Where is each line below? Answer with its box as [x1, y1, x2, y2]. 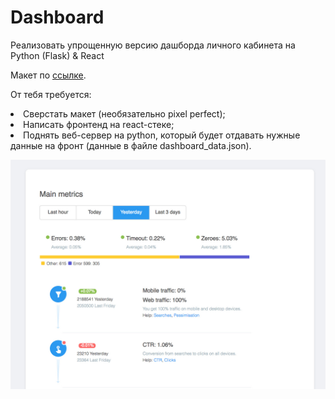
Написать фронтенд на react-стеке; [23, 118, 175, 130]
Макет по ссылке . [10, 69, 87, 81]
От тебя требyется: [10, 88, 92, 100]
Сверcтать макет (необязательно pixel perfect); [23, 107, 226, 120]
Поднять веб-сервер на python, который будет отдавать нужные [23, 129, 301, 141]
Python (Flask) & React [10, 49, 105, 61]
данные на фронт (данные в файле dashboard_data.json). [10, 139, 252, 151]
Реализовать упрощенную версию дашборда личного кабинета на [10, 39, 296, 51]
